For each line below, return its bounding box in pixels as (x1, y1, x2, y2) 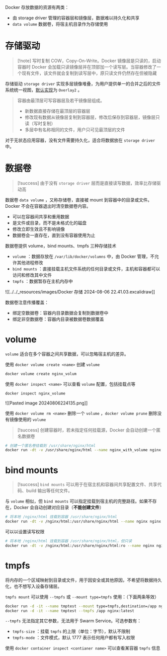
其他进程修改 (16, 259, 43, 265)
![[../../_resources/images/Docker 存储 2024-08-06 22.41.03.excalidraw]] (5, 289, 155, 295)
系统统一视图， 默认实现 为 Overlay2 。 (5, 86, 83, 93)
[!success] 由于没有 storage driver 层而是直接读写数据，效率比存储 (17, 180, 157, 186)
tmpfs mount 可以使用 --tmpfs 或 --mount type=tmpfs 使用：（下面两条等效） (5, 593, 159, 600)
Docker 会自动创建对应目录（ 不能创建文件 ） (13, 504, 104, 510)
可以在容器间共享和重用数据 (12, 213, 70, 220)
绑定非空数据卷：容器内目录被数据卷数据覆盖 (12, 316, 104, 322)
